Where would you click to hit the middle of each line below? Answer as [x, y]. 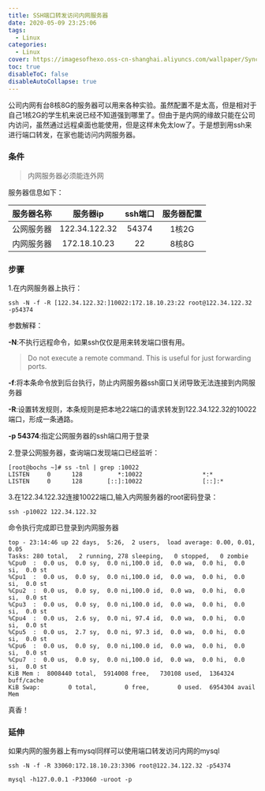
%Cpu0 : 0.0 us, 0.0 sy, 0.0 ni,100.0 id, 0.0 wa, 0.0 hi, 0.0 [127, 563]
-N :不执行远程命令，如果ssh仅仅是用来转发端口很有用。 [99, 342]
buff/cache [26, 681]
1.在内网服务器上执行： [45, 288]
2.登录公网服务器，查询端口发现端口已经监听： [84, 453]
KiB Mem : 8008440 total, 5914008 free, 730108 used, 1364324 [121, 674]
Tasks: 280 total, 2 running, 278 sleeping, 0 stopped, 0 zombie [128, 557]
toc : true [24, 67]
